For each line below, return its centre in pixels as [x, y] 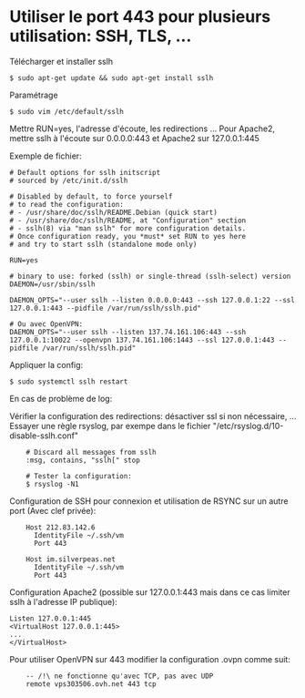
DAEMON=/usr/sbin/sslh [52, 284]
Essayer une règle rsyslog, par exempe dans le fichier [110, 426]
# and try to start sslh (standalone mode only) [103, 244]
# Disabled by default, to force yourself [91, 196]
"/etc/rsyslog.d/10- [248, 426]
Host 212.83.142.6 [61, 527]
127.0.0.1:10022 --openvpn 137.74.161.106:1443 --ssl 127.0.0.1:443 [142, 340]
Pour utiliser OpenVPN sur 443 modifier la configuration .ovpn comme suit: [150, 659]
